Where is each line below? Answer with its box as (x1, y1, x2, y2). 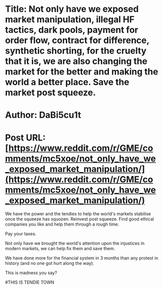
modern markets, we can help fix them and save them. (5, 246, 115, 252)
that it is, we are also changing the (5, 56, 148, 67)
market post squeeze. (5, 87, 96, 98)
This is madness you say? (5, 270, 57, 276)
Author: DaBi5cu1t (5, 110, 81, 121)
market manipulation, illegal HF (5, 14, 135, 25)
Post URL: (5, 132, 46, 143)
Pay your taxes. (5, 231, 37, 237)
